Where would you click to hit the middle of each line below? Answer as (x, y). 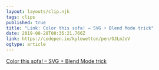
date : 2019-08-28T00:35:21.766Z (46, 34)
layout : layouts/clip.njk (38, 11)
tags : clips (21, 17)
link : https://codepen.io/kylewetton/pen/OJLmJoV (68, 39)
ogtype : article (26, 45)
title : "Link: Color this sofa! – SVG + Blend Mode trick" (80, 28)
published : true (26, 22)
